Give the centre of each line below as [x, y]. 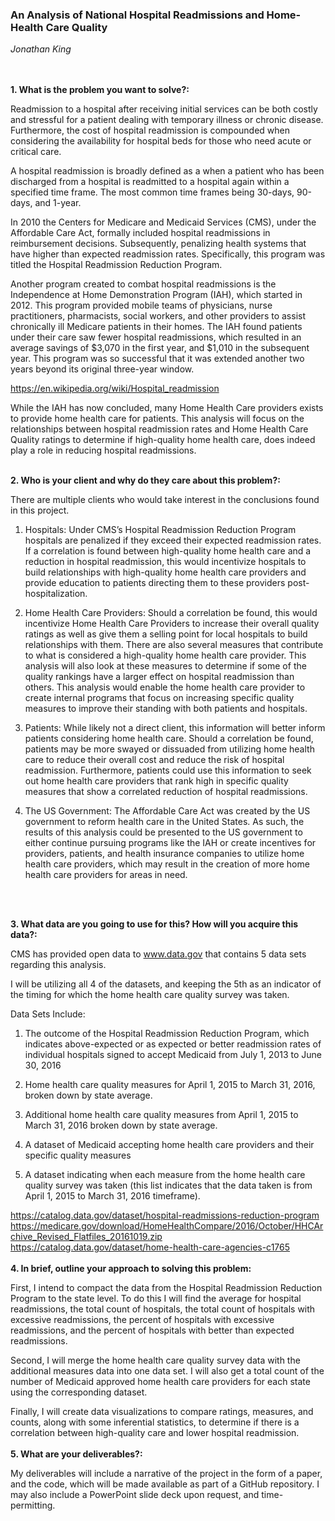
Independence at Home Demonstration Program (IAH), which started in [156, 295]
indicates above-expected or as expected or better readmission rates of [173, 1044]
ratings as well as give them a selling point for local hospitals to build [166, 634]
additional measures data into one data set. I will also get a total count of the [167, 1371]
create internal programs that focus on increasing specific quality [159, 698]
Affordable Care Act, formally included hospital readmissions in [140, 233]
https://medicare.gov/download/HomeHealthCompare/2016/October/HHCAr [167, 1226]
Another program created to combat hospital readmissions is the [143, 284]
